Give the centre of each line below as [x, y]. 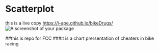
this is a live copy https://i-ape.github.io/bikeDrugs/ [59, 23]
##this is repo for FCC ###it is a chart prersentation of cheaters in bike [80, 38]
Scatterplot [30, 9]
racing [12, 43]
